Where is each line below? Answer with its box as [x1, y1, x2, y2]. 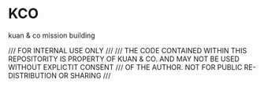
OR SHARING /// [58, 71, 111, 80]
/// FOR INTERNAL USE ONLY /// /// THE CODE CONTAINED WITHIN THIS [8, 45, 247, 55]
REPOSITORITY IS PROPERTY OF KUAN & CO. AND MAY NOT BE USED [8, 54, 240, 63]
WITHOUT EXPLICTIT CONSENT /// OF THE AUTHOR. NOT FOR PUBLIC [8, 62, 243, 71]
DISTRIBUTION [8, 71, 58, 80]
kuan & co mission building [8, 31, 96, 40]
